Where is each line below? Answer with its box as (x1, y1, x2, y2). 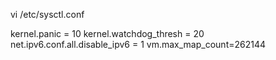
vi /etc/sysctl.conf (10, 9, 85, 20)
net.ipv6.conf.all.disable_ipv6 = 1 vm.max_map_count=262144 (10, 39, 267, 50)
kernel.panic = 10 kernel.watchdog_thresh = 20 (10, 28, 205, 39)
